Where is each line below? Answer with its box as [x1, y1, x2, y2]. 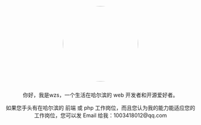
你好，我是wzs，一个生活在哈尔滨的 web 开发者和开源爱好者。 [22, 91, 179, 98]
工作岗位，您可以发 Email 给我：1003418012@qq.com [34, 112, 167, 119]
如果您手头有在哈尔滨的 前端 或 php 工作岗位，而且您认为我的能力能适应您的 [5, 104, 196, 111]
